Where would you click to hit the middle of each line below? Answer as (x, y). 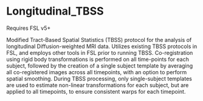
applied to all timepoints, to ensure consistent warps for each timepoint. (96, 91)
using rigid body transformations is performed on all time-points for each (98, 59)
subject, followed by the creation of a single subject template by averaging (100, 66)
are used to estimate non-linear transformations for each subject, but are (98, 85)
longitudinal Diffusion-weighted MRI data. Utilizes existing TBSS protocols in (102, 46)
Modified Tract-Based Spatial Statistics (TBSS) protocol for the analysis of (99, 40)
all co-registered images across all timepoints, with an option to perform (97, 72)
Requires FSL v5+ (29, 28)
